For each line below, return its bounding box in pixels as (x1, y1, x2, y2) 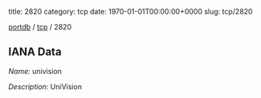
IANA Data (8, 45, 62, 59)
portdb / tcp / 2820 (8, 22, 72, 31)
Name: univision (8, 66, 63, 76)
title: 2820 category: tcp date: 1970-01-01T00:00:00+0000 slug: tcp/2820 (8, 7, 253, 16)
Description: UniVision (8, 81, 83, 91)
